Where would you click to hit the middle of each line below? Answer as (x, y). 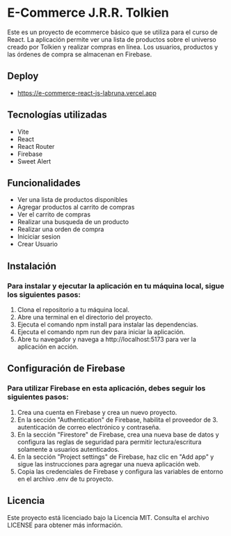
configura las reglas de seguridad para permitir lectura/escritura (109, 442)
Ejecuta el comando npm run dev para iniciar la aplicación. (101, 332)
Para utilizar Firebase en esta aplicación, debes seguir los (106, 388)
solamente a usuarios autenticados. (68, 449)
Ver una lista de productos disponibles (72, 200)
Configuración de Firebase (66, 369)
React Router (36, 146)
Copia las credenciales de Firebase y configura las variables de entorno (120, 471)
